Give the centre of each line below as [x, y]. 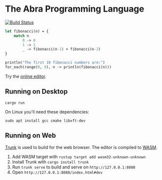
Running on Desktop [36, 91]
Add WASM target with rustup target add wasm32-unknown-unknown [79, 157]
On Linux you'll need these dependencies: [47, 112]
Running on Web [31, 136]
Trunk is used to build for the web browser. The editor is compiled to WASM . [81, 147]
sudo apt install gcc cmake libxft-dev [45, 121]
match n [21, 36]
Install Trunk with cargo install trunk [50, 162]
